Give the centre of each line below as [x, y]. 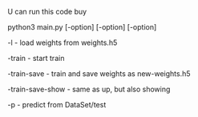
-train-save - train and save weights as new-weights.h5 [99, 74]
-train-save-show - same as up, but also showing [89, 89]
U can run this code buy [47, 12]
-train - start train [36, 58]
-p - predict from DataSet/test [57, 105]
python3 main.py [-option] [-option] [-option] [82, 27]
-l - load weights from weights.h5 [63, 42]
